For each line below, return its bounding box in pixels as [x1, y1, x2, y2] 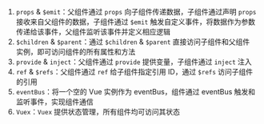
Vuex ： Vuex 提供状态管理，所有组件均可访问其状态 [15, 107, 181, 116]
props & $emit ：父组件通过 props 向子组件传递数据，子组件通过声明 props [15, 7, 257, 16]
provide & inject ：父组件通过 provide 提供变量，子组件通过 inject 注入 [15, 57, 252, 66]
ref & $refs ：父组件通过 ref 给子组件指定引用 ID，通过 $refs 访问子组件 [15, 67, 254, 76]
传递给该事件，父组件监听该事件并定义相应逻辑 [15, 27, 170, 36]
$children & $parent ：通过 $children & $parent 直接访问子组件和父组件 [15, 37, 250, 46]
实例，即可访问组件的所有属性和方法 [15, 47, 136, 56]
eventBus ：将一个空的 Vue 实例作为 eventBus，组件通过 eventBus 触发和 [15, 87, 256, 96]
